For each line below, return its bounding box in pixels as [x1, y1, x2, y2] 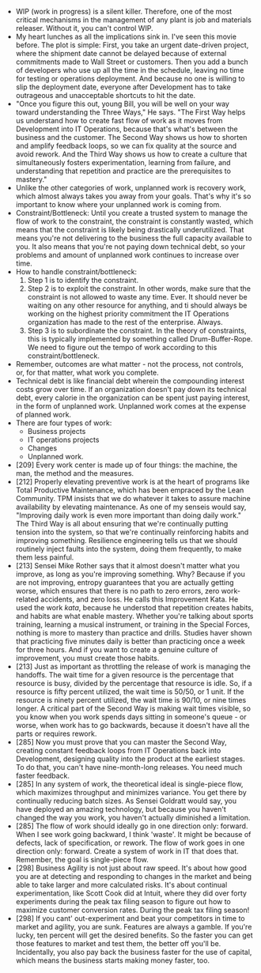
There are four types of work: [15, 418, 112, 428]
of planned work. [15, 410, 72, 419]
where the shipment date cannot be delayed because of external [15, 49, 227, 58]
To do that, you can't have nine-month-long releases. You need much [15, 763, 243, 771]
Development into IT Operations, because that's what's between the [15, 124, 239, 134]
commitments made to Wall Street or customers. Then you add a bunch [15, 57, 249, 66]
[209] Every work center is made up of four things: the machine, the [15, 460, 238, 470]
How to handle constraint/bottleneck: [15, 267, 137, 276]
